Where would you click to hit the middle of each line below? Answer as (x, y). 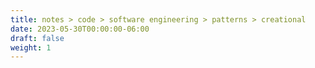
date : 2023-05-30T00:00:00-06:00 (80, 29)
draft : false (37, 38)
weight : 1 (31, 47)
